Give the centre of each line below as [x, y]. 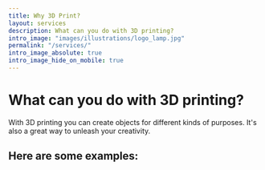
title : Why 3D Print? [45, 16]
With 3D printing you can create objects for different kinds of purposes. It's [132, 122]
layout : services [37, 23]
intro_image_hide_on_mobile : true [66, 61]
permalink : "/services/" [50, 46]
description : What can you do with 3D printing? [91, 30]
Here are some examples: [73, 156]
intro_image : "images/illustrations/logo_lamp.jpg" [96, 38]
